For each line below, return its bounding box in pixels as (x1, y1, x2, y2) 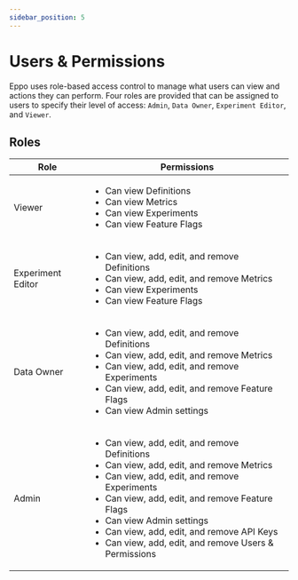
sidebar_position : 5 (9, 12, 86, 22)
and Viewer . (9, 108, 51, 120)
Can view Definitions (105, 185, 192, 197)
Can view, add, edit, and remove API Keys (105, 526, 278, 538)
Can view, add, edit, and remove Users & (105, 536, 274, 549)
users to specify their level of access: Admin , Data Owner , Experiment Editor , (9, 99, 286, 110)
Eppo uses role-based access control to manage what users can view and (9, 81, 280, 91)
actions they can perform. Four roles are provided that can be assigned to (9, 90, 279, 100)
